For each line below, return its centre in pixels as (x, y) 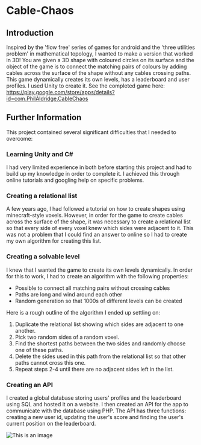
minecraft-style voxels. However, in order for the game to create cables (95, 216)
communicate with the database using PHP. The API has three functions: (96, 411)
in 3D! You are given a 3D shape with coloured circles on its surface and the (100, 60)
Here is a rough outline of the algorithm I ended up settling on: (83, 312)
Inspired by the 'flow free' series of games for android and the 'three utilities (101, 47)
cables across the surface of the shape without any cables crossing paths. (99, 73)
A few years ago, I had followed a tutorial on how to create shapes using (96, 209)
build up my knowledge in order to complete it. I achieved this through (93, 174)
